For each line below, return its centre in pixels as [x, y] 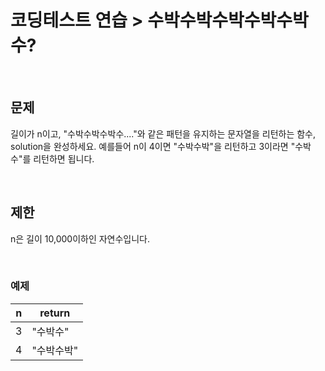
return [55, 313]
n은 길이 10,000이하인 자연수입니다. [80, 238]
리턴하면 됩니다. [64, 158]
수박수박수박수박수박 [228, 20]
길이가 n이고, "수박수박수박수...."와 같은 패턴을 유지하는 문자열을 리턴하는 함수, [163, 133]
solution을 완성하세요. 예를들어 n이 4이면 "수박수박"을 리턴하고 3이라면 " [153, 146]
